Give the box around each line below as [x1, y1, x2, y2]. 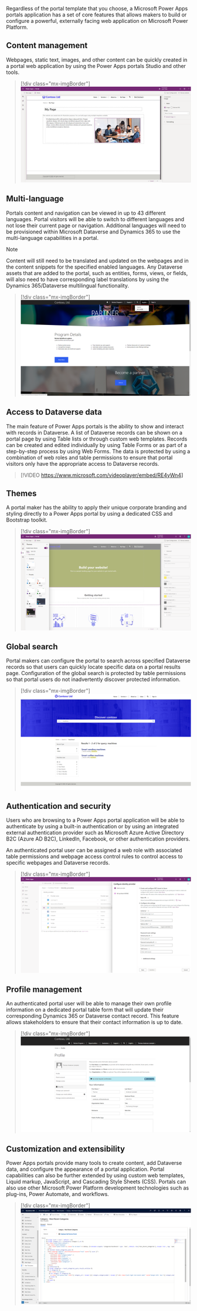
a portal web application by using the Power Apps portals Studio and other [6, 62, 186, 69]
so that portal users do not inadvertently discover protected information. [6, 676, 181, 683]
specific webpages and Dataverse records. [6, 859, 110, 866]
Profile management [6, 984, 82, 994]
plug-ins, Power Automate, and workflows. [6, 1191, 110, 1198]
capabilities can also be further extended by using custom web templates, [6, 1172, 185, 1179]
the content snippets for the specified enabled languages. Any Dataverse [6, 263, 183, 270]
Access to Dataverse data [6, 407, 103, 417]
